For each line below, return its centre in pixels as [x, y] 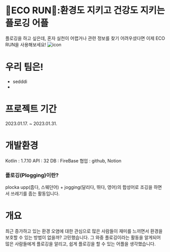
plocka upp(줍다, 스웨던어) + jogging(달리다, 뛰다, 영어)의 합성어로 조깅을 [79, 187]
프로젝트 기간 [31, 109]
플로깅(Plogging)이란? [32, 175]
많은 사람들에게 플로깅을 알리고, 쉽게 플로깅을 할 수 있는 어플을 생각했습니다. [81, 244]
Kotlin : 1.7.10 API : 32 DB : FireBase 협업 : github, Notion [63, 160]
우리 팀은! [24, 67]
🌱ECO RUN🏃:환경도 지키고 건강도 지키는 [85, 10]
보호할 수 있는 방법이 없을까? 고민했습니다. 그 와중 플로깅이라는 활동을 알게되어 [83, 237]
